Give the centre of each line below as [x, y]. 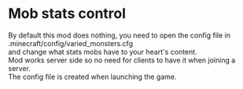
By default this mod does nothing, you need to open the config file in [119, 35]
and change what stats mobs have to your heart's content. [103, 52]
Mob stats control [67, 14]
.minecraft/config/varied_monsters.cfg [71, 43]
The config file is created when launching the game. [92, 77]
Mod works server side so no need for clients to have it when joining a [122, 60]
